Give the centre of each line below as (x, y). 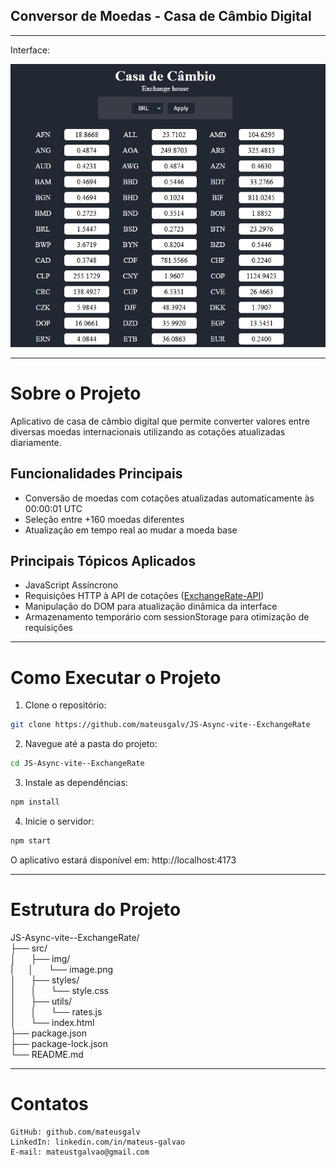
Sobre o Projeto (76, 393)
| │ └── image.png (62, 969)
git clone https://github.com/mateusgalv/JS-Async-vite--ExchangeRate (160, 725)
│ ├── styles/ (45, 980)
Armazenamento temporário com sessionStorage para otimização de (167, 617)
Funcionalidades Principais (96, 474)
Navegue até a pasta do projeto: (91, 744)
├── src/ (29, 948)
